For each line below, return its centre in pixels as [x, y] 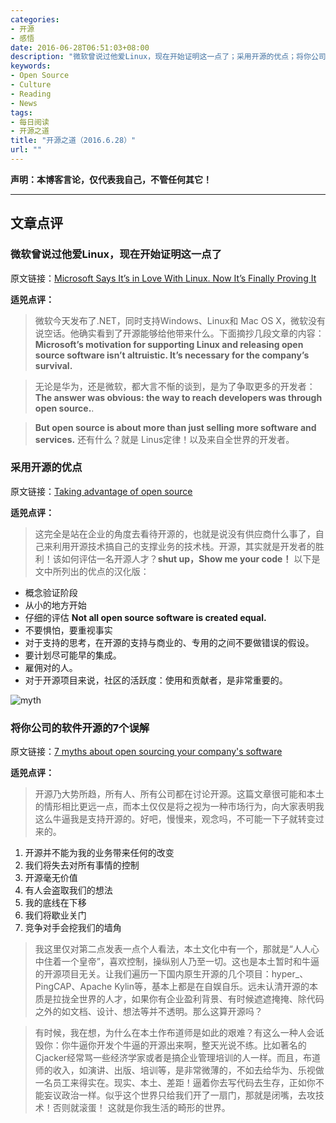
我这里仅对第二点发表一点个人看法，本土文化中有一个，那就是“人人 [172, 949]
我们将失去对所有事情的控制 [82, 865]
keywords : [31, 66]
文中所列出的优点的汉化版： [92, 571]
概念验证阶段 [51, 592]
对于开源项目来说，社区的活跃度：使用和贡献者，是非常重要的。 [156, 680]
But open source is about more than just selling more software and [175, 427]
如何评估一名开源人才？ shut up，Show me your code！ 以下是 [191, 558]
